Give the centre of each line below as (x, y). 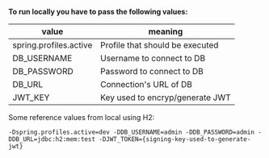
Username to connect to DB (153, 58)
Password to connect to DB (152, 71)
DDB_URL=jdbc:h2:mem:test (52, 139)
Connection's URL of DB (146, 84)
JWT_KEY (31, 98)
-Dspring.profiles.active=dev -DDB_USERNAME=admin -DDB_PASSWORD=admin (131, 132)
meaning (166, 31)
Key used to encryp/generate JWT (166, 98)
